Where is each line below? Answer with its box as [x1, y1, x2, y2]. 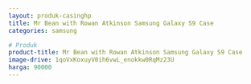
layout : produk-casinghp [8, 11, 92, 20]
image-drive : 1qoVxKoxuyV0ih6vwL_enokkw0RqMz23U [8, 56, 175, 64]
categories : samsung [8, 26, 78, 34]
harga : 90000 [8, 63, 52, 72]
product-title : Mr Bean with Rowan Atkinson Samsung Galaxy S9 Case [8, 49, 243, 57]
